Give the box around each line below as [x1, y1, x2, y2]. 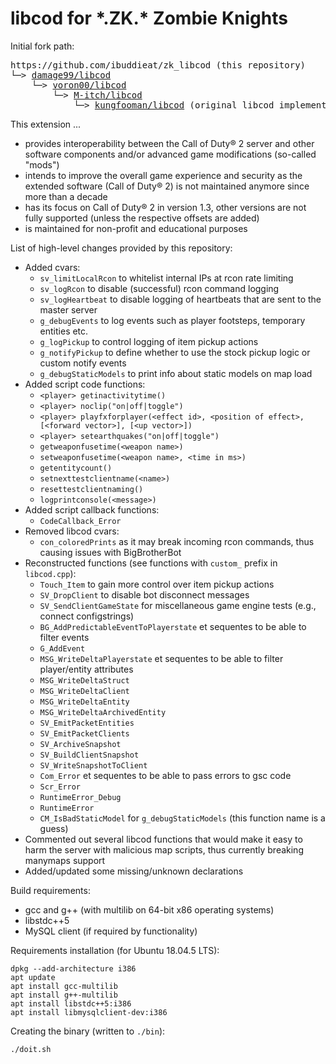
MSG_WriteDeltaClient [39, 686, 130, 696]
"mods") [24, 158, 60, 171]
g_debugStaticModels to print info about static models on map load [39, 367, 313, 379]
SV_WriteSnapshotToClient [39, 760, 148, 771]
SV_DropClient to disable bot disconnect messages [39, 588, 250, 601]
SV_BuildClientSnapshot [39, 750, 140, 760]
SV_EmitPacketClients [39, 728, 130, 739]
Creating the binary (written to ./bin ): [10, 1025, 166, 1037]
